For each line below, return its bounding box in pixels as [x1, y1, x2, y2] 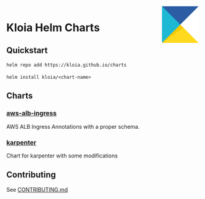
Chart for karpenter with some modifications [6, 152, 118, 159]
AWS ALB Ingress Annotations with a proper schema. [6, 123, 140, 130]
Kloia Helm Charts [6, 21, 100, 35]
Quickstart [6, 45, 48, 56]
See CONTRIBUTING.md [6, 186, 68, 193]
